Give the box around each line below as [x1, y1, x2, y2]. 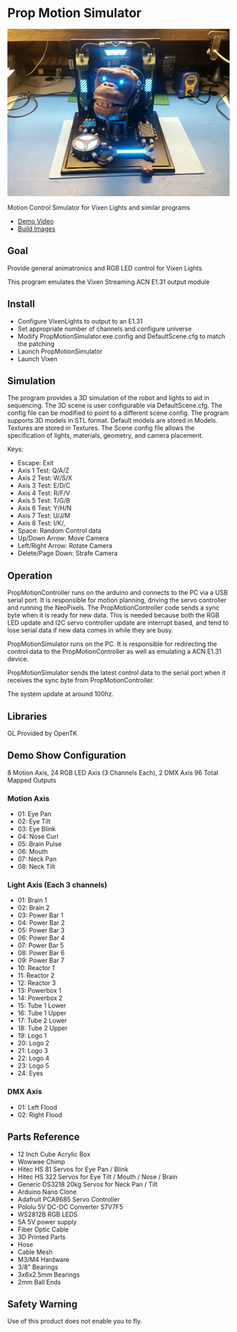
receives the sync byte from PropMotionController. [7, 676, 154, 685]
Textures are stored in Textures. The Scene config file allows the [7, 423, 195, 433]
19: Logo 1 [17, 1032, 47, 1040]
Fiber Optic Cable [17, 1225, 69, 1234]
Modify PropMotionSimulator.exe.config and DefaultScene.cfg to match [17, 331, 226, 341]
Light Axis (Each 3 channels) [7, 880, 108, 890]
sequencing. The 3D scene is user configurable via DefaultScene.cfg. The [7, 402, 223, 410]
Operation [7, 569, 53, 581]
